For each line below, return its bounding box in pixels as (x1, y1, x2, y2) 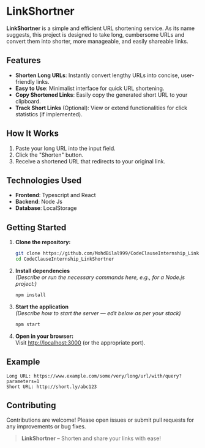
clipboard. (15, 97, 41, 105)
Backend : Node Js (15, 198, 63, 206)
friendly (15, 78, 35, 85)
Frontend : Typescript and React (15, 192, 96, 199)
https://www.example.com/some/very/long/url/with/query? (33, 373, 182, 379)
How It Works (6, 129, 59, 139)
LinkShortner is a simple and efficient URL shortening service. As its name (6, 24, 195, 32)
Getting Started (6, 222, 67, 233)
